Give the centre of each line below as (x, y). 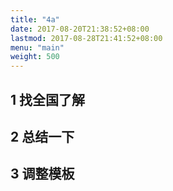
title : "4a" (35, 19)
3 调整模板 (42, 174)
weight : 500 (35, 57)
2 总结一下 (42, 136)
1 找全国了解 (48, 99)
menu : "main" (37, 47)
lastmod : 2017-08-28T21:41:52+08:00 (86, 38)
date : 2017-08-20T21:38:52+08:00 (80, 29)
